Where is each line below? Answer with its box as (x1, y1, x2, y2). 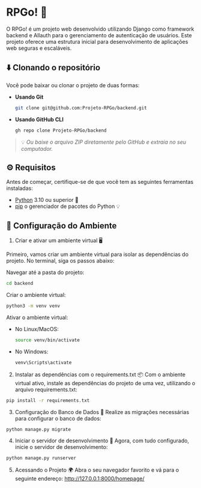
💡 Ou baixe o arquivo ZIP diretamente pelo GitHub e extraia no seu (20, 138, 187, 145)
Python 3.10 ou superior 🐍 (14, 197, 79, 204)
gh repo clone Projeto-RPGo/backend (14, 127, 107, 133)
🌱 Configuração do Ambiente (6, 221, 117, 231)
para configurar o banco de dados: (14, 415, 101, 422)
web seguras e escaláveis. (6, 44, 72, 52)
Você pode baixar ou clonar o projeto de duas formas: (6, 81, 140, 89)
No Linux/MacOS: (14, 325, 59, 332)
